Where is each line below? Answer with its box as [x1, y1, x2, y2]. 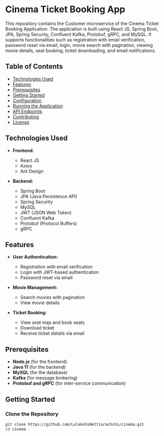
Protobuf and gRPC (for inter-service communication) [12, 380, 126, 387]
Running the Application [12, 103, 63, 109]
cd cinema [5, 426, 26, 431]
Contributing [12, 114, 39, 120]
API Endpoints [12, 108, 42, 114]
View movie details [20, 299, 60, 306]
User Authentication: [12, 254, 58, 260]
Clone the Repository [5, 410, 59, 417]
